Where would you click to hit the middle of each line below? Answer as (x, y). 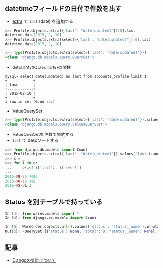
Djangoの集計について (34, 260)
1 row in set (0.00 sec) (30, 102)
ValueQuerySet (27, 111)
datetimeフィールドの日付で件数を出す (64, 9)
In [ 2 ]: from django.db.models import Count (51, 218)
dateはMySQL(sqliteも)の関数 (41, 67)
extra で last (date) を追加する (43, 21)
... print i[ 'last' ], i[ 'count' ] (43, 167)
